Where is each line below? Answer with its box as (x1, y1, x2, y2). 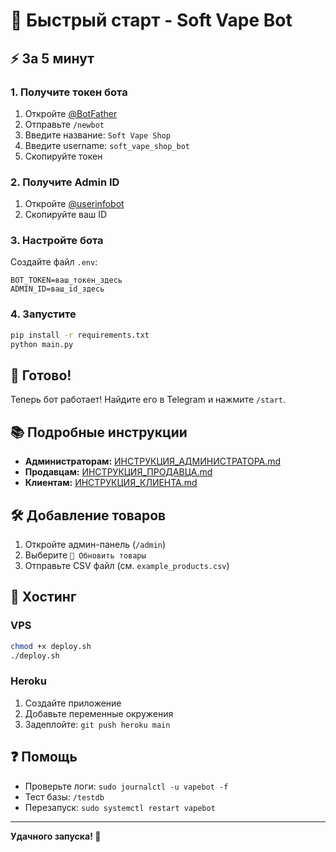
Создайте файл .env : (10, 256, 98, 268)
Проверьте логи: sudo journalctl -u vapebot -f (24, 780, 229, 792)
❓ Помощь (10, 749, 78, 766)
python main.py (10, 339, 74, 349)
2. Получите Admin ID (10, 175, 120, 189)
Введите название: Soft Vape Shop (24, 129, 171, 141)
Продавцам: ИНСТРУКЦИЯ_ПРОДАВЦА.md (24, 466, 213, 478)
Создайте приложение (24, 697, 122, 709)
